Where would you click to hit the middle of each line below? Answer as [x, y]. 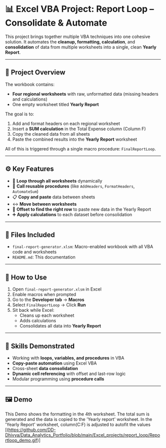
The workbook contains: [30, 84]
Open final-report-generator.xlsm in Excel [57, 289]
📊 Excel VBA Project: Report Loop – [80, 9]
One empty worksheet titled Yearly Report [56, 104]
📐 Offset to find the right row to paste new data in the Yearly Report [82, 209]
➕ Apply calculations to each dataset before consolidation [72, 214]
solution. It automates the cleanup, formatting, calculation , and [70, 41]
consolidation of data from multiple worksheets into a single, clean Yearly [81, 47]
